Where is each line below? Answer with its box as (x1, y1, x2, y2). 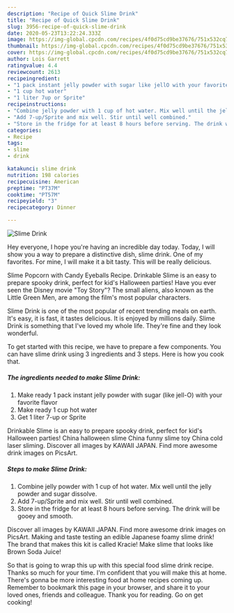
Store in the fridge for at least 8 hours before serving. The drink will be (17, 504, 221, 513)
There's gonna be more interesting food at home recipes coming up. (7, 575, 203, 584)
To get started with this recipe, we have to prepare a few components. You (7, 343, 221, 350)
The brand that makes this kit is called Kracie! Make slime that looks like (7, 540, 214, 548)
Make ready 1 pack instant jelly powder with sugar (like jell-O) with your (17, 391, 223, 399)
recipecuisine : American (7, 178, 79, 185)
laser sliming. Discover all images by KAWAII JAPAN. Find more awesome (7, 441, 218, 449)
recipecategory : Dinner (7, 204, 77, 211)
